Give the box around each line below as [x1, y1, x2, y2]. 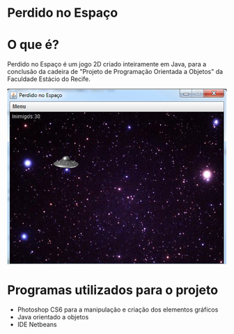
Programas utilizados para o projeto [7, 282, 218, 298]
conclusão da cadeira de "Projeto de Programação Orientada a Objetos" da [7, 68, 224, 76]
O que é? [7, 37, 59, 53]
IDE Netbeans [17, 320, 57, 328]
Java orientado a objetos [17, 312, 89, 321]
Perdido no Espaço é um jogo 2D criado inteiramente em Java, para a [7, 60, 207, 68]
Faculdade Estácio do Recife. [7, 75, 91, 83]
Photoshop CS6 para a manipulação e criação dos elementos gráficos [17, 305, 219, 314]
